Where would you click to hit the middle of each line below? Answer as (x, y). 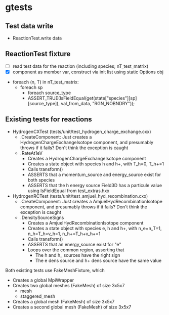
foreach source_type (49, 93)
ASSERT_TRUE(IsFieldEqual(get (60, 98)
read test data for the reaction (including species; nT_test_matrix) (80, 66)
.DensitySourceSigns (42, 217)
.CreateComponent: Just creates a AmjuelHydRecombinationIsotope (91, 201)
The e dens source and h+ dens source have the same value (98, 260)
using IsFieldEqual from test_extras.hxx (69, 191)
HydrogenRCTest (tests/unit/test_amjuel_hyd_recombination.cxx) (80, 196)
